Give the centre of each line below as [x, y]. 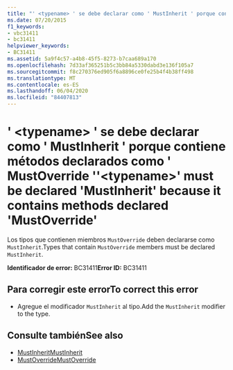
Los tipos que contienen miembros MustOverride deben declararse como [111, 239]
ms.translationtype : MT [42, 78]
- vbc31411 [23, 33]
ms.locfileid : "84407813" [44, 98]
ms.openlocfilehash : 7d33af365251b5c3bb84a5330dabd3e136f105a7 [101, 65]
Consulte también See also [65, 336]
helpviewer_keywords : [38, 46]
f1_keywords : [26, 26]
